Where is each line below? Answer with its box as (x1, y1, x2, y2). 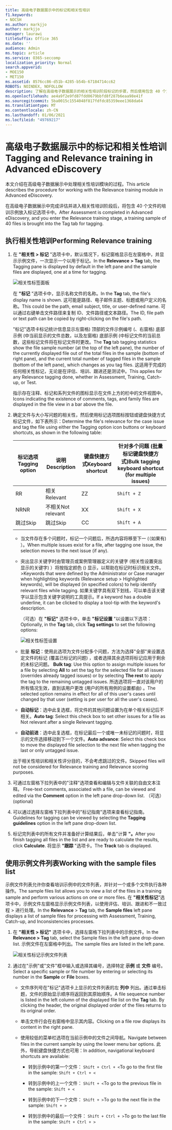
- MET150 (5, 74, 24, 80)
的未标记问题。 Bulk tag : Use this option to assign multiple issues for (20, 661, 166, 667)
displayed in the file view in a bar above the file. (12, 401, 114, 407)
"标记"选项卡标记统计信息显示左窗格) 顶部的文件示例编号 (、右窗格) (12, 326, 155, 332)
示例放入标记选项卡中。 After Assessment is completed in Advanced (9, 209, 153, 215)
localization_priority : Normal (5, 60, 72, 65)
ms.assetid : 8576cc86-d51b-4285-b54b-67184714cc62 (5, 79, 116, 84)
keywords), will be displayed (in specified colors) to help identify (20, 581, 157, 587)
